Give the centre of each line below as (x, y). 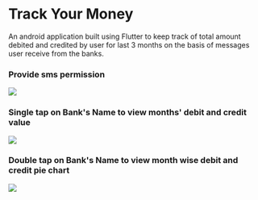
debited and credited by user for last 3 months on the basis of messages (129, 44)
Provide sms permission (57, 74)
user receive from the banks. (56, 53)
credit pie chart (39, 170)
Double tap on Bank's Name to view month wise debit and (123, 160)
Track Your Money (71, 14)
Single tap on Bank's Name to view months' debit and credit (128, 112)
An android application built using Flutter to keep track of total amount (125, 36)
